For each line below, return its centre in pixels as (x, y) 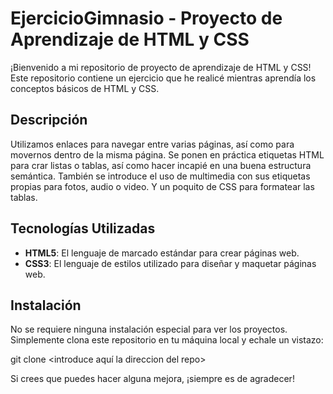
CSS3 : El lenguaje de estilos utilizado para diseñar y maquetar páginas (170, 263)
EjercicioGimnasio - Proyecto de (146, 18)
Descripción (49, 120)
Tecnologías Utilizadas (83, 228)
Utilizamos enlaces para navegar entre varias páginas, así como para (152, 144)
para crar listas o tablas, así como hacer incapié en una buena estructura (161, 165)
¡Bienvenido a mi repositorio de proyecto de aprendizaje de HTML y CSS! (161, 67)
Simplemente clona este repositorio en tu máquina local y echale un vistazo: (167, 340)
